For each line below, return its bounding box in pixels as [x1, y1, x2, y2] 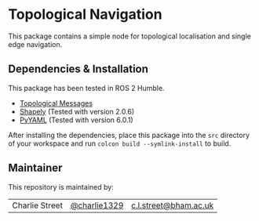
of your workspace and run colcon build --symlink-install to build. [8, 139, 232, 148]
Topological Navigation [8, 5, 162, 24]
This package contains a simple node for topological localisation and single [8, 31, 251, 41]
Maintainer [8, 161, 63, 175]
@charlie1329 [70, 200, 124, 211]
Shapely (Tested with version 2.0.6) [19, 107, 135, 116]
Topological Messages [19, 98, 93, 107]
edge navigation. [8, 39, 63, 49]
